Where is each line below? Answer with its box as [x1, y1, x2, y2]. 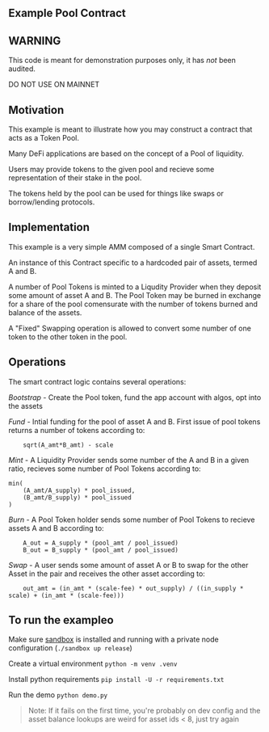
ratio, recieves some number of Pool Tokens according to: [8, 464, 201, 473]
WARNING [8, 34, 61, 48]
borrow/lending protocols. [8, 197, 95, 207]
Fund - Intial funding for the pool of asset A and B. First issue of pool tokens [8, 416, 261, 427]
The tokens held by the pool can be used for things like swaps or [8, 189, 225, 199]
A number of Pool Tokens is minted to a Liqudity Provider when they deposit [8, 282, 262, 292]
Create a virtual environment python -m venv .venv [8, 658, 178, 669]
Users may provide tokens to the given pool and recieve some [8, 165, 215, 175]
